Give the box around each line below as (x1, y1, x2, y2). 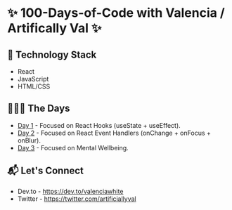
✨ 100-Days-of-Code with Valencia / (7, 5, 225, 21)
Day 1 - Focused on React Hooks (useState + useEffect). (17, 121, 181, 129)
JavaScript (17, 75, 49, 83)
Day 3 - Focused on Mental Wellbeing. (17, 143, 129, 152)
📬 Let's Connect (7, 165, 84, 177)
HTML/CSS (17, 82, 51, 91)
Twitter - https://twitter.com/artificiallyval (17, 195, 136, 203)
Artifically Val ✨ (7, 20, 102, 37)
